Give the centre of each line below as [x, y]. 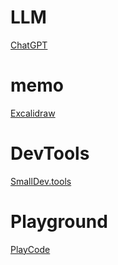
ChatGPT [29, 45]
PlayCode [30, 249]
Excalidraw [33, 113]
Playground [59, 222]
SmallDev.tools [41, 181]
